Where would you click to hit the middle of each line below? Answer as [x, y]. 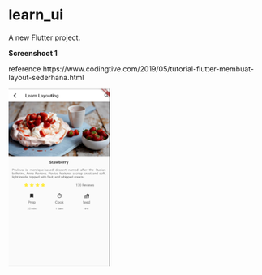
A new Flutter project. [45, 37]
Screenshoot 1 [33, 53]
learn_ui [36, 15]
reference [25, 69]
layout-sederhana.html [46, 77]
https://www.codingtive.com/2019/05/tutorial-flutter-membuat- [148, 69]
